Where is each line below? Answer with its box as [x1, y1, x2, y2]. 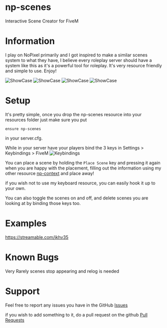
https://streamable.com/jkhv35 [5, 234, 69, 240]
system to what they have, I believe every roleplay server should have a [5, 57, 152, 63]
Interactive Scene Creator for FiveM [5, 18, 79, 24]
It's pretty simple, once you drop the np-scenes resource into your [5, 111, 142, 117]
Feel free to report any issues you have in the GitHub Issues [5, 302, 128, 308]
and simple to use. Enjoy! [5, 68, 57, 74]
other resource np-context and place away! [5, 170, 95, 176]
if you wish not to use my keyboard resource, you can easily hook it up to [5, 180, 156, 186]
